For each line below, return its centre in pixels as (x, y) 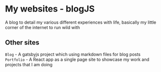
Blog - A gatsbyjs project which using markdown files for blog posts (73, 54)
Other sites (22, 43)
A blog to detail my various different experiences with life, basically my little (81, 22)
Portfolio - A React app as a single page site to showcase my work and (77, 59)
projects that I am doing (29, 64)
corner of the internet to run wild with (43, 27)
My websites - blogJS (50, 9)
